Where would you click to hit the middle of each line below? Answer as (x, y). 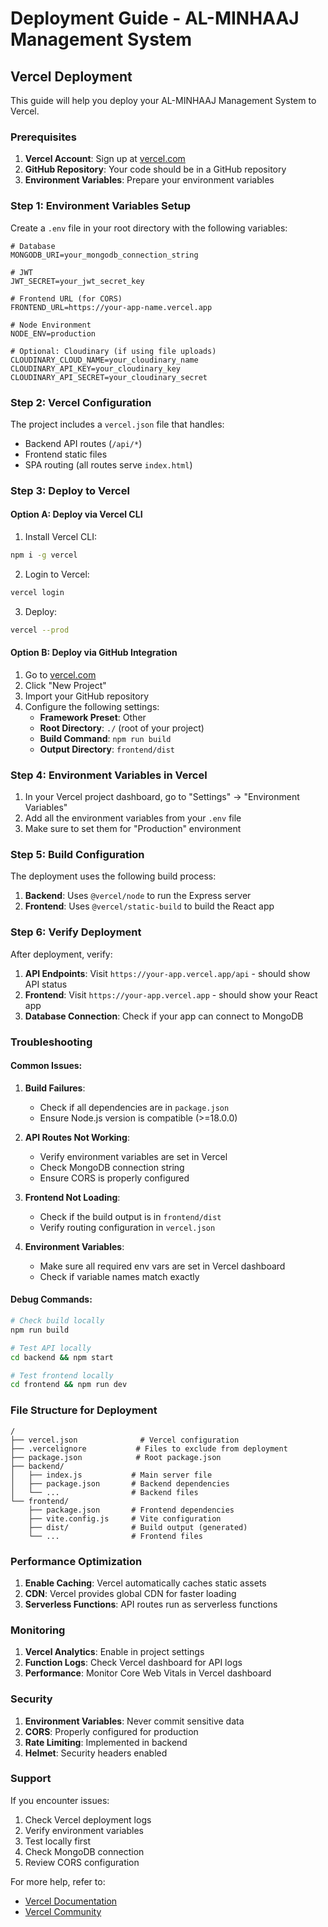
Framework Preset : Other (93, 717)
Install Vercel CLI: (61, 537)
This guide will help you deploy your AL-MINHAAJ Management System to (163, 100)
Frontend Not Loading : (72, 1197)
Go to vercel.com (60, 674)
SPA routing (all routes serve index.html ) (108, 464)
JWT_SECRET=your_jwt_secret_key (77, 281)
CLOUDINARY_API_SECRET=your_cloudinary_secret (109, 377)
